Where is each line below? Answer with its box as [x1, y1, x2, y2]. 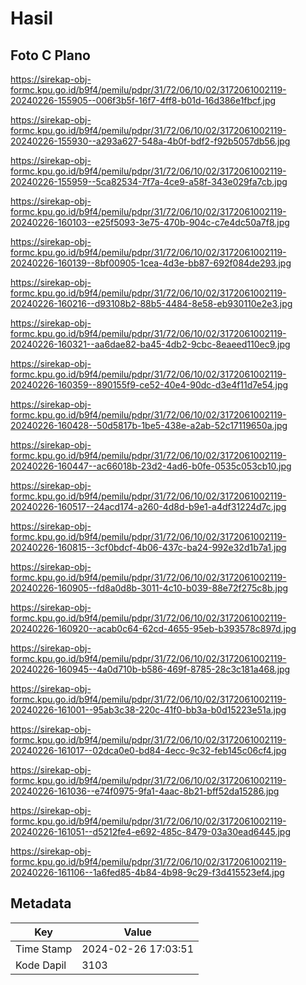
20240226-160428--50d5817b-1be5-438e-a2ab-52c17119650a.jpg [10, 420, 288, 431]
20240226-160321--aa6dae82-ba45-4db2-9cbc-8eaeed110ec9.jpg [10, 338, 291, 350]
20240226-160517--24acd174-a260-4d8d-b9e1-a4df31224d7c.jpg [10, 501, 287, 512]
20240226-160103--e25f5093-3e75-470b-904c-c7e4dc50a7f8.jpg [10, 217, 290, 228]
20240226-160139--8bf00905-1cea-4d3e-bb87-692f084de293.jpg [10, 257, 292, 269]
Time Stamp [15, 942, 73, 956]
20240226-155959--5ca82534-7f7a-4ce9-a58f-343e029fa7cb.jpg [10, 176, 288, 187]
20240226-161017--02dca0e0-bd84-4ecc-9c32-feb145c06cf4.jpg [10, 745, 287, 756]
